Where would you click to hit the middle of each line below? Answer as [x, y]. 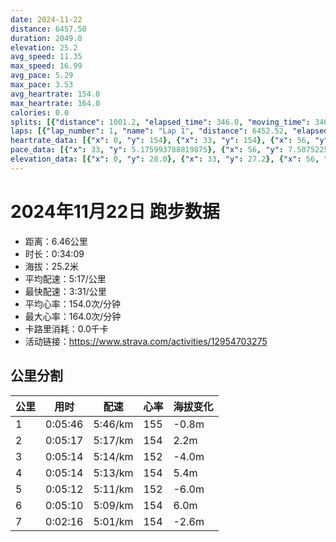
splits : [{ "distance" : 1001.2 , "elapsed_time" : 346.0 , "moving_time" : [160, 122]
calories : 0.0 [40, 112]
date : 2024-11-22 [46, 19]
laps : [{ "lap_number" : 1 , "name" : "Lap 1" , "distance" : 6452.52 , [149, 131]
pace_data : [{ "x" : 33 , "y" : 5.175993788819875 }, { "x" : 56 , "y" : [147, 150]
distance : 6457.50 [48, 29]
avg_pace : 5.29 [42, 76]
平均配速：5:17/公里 [65, 278]
